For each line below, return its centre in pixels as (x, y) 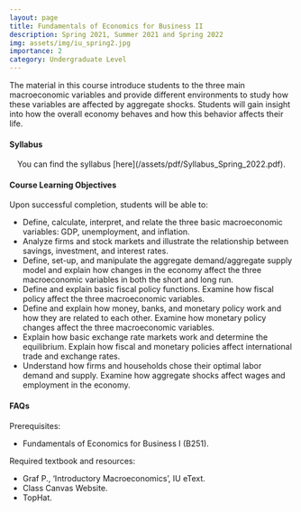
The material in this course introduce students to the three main (128, 85)
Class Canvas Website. (65, 488)
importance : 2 (36, 51)
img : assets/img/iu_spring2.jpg (70, 43)
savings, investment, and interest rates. (95, 251)
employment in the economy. (76, 385)
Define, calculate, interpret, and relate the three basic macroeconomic (153, 223)
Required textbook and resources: (73, 461)
